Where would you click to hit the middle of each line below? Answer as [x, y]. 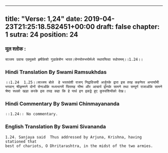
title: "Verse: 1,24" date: [44, 19]
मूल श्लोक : [15, 49]
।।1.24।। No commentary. [32, 114]
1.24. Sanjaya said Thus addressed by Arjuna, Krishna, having [73, 137]
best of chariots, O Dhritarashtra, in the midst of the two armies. [79, 146]
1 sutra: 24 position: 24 [42, 35]
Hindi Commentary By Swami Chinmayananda [62, 103]
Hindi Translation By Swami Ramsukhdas [56, 72]
